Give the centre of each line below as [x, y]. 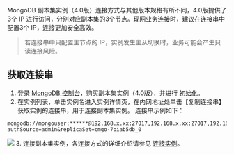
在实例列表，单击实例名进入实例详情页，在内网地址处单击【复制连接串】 [121, 101]
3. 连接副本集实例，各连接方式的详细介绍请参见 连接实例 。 [100, 143]
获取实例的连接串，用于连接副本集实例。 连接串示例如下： [101, 110]
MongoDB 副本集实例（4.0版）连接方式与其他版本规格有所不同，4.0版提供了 [117, 10]
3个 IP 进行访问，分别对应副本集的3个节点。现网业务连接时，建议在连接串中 [116, 19]
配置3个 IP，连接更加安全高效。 [53, 27]
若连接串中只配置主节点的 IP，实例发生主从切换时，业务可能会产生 [119, 42]
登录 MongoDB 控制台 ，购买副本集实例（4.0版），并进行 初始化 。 [110, 93]
